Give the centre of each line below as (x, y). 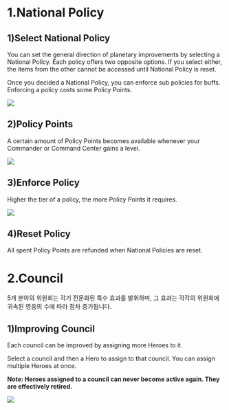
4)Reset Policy (39, 234)
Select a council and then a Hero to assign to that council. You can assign (111, 358)
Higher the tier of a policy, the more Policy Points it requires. (92, 199)
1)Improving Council (51, 328)
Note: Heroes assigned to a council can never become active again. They (113, 379)
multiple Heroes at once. (42, 366)
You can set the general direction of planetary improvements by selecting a (113, 54)
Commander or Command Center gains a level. (74, 148)
